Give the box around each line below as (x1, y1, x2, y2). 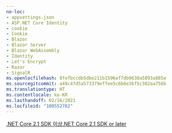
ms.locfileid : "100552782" (6, 103, 73, 109)
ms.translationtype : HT (6, 86, 65, 92)
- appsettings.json (6, 14, 55, 20)
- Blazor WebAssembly (6, 48, 60, 54)
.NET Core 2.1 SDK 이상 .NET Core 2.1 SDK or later (6, 120, 127, 127)
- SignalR (6, 70, 31, 76)
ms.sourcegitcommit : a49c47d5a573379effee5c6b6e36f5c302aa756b (6, 81, 167, 87)
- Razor (6, 64, 26, 70)
